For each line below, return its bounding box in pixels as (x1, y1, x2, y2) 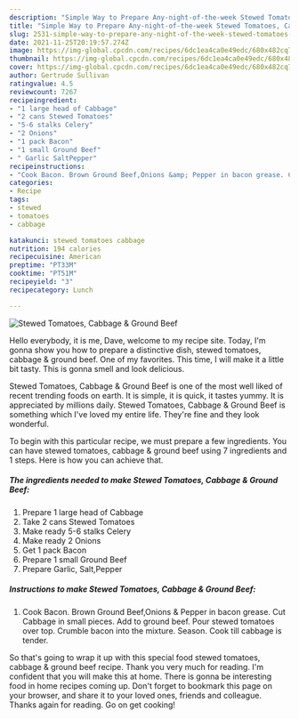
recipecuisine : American (9, 253, 101, 262)
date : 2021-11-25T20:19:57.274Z (9, 37, 129, 47)
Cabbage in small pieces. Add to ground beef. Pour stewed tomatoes (21, 616, 275, 626)
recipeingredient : (9, 95, 77, 105)
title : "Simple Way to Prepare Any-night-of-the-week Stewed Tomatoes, (9, 21, 280, 30)
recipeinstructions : (9, 162, 86, 171)
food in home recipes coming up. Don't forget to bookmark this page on (9, 680, 273, 691)
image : (9, 46, 34, 55)
